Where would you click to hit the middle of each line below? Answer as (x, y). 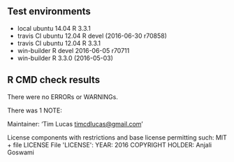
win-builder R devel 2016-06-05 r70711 (73, 50)
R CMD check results (54, 80)
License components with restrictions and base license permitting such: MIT (117, 137)
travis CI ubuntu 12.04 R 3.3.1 (59, 43)
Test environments (49, 12)
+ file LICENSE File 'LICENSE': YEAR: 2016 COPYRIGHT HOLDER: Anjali (109, 145)
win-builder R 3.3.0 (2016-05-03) (65, 58)
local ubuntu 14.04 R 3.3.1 (54, 28)
